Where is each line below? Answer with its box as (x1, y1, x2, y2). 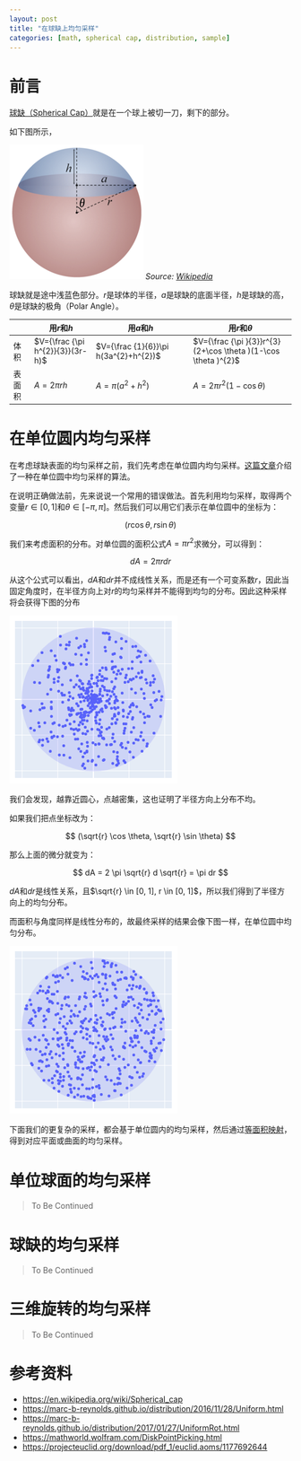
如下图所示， (9, 127, 56, 137)
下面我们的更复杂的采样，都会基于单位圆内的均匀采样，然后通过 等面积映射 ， (9, 1124, 292, 1135)
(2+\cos (192, 346, 222, 356)
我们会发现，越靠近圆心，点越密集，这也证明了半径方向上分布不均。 (9, 794, 261, 805)
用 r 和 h (48, 322, 73, 333)
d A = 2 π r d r (129, 556, 172, 567)
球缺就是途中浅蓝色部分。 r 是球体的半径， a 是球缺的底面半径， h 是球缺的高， (9, 290, 289, 301)
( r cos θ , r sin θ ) (124, 519, 177, 529)
